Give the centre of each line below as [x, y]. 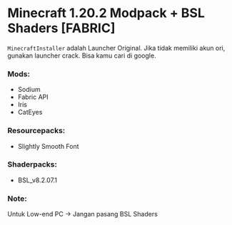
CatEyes [30, 112]
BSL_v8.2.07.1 [37, 180]
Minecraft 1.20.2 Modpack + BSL [106, 13]
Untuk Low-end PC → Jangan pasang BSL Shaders [83, 214]
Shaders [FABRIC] [61, 28]
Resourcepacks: [36, 131]
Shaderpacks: [32, 164]
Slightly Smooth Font [49, 146]
